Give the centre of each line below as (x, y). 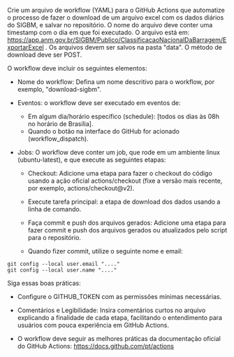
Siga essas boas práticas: (44, 283)
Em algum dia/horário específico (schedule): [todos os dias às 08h (124, 116)
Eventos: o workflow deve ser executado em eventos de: (99, 103)
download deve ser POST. (45, 55)
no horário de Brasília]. (60, 124)
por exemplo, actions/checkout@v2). (81, 188)
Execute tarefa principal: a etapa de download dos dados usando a (124, 202)
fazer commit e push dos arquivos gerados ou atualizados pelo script (127, 230)
